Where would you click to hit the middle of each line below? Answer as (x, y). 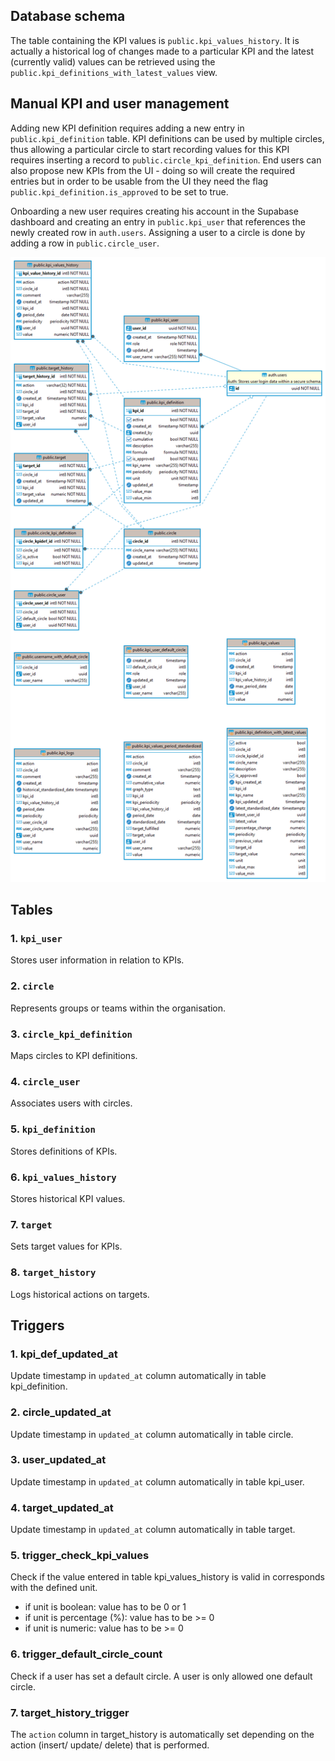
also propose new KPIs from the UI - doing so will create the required (153, 170)
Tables (31, 910)
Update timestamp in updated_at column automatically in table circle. (152, 1434)
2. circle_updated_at (61, 1412)
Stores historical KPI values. (68, 1198)
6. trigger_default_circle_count (86, 1654)
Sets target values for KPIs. (66, 1246)
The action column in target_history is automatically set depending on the (162, 1735)
